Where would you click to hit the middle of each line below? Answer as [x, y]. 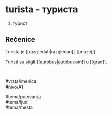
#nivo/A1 [14, 87]
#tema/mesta [19, 107]
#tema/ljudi [17, 102]
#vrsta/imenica [21, 81]
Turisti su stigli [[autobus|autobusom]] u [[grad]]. [56, 62]
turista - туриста [42, 9]
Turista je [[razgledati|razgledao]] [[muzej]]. [51, 51]
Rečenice [20, 39]
